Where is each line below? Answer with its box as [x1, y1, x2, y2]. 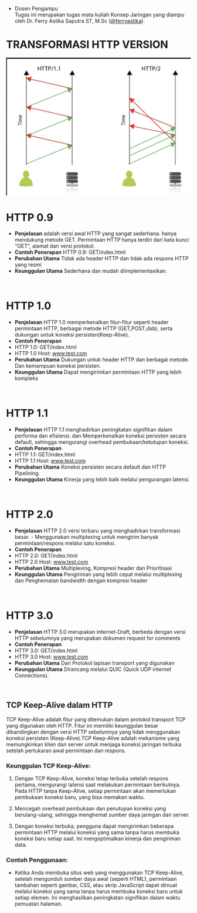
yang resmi [14, 261, 42, 269]
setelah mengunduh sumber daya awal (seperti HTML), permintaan [14, 875, 177, 883]
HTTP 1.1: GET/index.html [14, 451, 75, 458]
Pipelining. [14, 470, 40, 477]
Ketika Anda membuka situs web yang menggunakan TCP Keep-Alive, [14, 869, 184, 876]
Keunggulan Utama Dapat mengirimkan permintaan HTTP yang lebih [14, 369, 182, 376]
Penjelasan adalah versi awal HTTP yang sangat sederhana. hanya [14, 230, 177, 237]
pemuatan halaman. [14, 900, 63, 908]
